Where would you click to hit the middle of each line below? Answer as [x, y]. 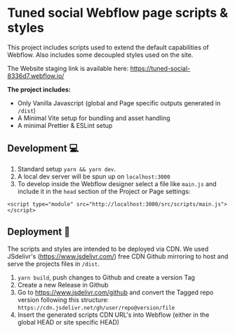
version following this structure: [63, 299]
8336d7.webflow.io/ [36, 76]
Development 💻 [43, 149]
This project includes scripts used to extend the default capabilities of [108, 47]
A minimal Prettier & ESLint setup [65, 125]
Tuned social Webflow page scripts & [118, 13]
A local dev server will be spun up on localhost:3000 [94, 176]
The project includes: [39, 89]
